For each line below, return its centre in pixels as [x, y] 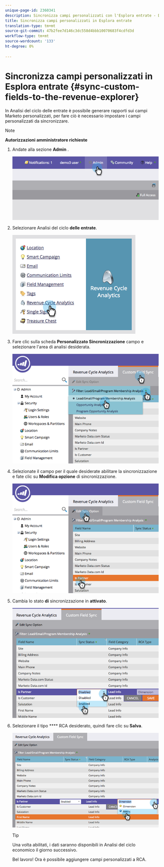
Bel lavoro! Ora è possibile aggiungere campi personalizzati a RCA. [79, 859]
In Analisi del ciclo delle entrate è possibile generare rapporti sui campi [76, 110]
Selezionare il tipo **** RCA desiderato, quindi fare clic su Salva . [77, 725]
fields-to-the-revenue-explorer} [72, 97]
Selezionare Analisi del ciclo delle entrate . [55, 227]
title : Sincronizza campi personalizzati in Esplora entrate [69, 21]
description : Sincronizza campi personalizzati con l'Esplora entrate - [81, 15]
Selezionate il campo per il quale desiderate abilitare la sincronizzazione [85, 472]
